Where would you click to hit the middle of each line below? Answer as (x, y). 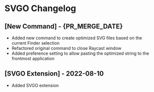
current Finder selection (36, 43)
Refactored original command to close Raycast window (66, 48)
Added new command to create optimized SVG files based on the (77, 38)
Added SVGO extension (35, 85)
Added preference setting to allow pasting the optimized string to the (80, 53)
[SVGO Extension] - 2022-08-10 (54, 74)
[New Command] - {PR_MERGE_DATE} (64, 26)
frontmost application (33, 58)
